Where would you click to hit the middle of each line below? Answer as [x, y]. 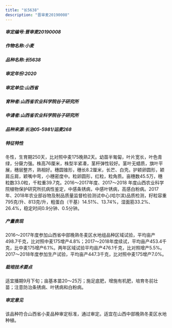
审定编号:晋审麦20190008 [33, 32]
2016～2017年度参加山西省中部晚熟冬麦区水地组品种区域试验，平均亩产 [80, 235]
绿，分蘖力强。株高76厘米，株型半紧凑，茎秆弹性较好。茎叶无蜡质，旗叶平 [84, 163]
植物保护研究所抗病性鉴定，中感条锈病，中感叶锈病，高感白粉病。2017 [84, 189]
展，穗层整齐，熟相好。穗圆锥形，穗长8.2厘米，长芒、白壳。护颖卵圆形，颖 [85, 170]
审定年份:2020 [21, 74]
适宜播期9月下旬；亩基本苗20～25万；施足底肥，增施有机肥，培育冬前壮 [82, 281]
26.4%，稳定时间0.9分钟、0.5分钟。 [44, 208]
